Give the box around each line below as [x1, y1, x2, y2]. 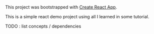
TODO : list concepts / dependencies [5, 23, 81, 29]
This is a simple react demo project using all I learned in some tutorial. [5, 14, 149, 19]
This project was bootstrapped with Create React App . [5, 4, 117, 10]
